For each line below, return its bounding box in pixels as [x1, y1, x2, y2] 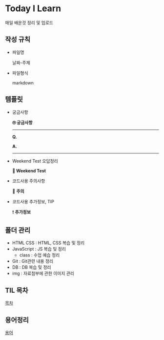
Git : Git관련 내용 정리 [12, 258, 54, 264]
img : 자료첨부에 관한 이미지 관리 [12, 271, 75, 276]
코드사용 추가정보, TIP [12, 198, 55, 204]
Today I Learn [5, 3, 61, 14]
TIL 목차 [5, 286, 28, 295]
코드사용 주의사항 [12, 178, 45, 184]
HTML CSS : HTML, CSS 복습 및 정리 [12, 240, 85, 246]
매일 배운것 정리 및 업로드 [5, 20, 54, 25]
